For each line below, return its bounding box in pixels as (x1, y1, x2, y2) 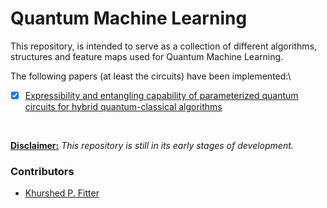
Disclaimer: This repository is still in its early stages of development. (10, 140, 294, 151)
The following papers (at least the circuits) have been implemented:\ (10, 70, 292, 82)
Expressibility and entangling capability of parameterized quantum (24, 89, 299, 101)
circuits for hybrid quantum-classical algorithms (24, 101, 223, 112)
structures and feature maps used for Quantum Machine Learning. (10, 50, 284, 62)
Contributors (10, 164, 75, 178)
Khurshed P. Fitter (24, 187, 100, 199)
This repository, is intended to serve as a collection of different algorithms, (10, 40, 318, 52)
